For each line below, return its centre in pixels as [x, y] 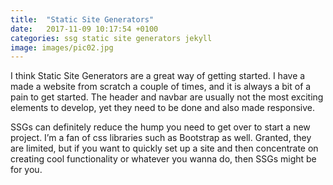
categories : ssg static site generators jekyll [111, 38]
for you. [26, 170]
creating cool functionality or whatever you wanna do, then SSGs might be [163, 159]
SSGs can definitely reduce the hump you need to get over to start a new [160, 127]
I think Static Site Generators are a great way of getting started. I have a [158, 76]
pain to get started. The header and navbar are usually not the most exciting [167, 97]
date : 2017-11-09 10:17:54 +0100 [84, 29]
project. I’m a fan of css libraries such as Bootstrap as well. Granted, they [161, 138]
